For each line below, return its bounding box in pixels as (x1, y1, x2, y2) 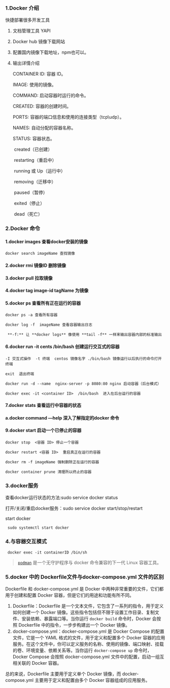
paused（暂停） (14, 189, 48, 196)
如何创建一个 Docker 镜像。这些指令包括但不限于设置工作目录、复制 (12, 609, 155, 615)
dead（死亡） (14, 211, 43, 217)
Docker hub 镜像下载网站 (12, 39, 65, 45)
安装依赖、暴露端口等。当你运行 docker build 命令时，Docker (21, 615, 151, 622)
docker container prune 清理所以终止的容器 (5, 469, 92, 474)
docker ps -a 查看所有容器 (5, 313, 58, 318)
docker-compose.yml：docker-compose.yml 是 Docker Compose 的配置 (12, 628, 165, 634)
